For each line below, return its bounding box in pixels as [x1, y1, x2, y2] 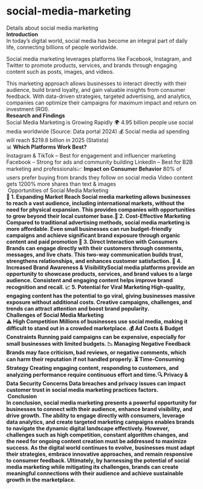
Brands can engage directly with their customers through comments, [6, 244, 184, 251]
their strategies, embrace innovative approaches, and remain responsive [6, 450, 193, 458]
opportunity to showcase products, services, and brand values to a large [6, 270, 193, 277]
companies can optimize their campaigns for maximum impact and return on [6, 99, 196, 106]
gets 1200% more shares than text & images [6, 180, 117, 187]
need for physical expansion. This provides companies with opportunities [6, 206, 195, 213]
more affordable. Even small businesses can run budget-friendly [6, 225, 172, 232]
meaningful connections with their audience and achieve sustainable [6, 470, 184, 477]
